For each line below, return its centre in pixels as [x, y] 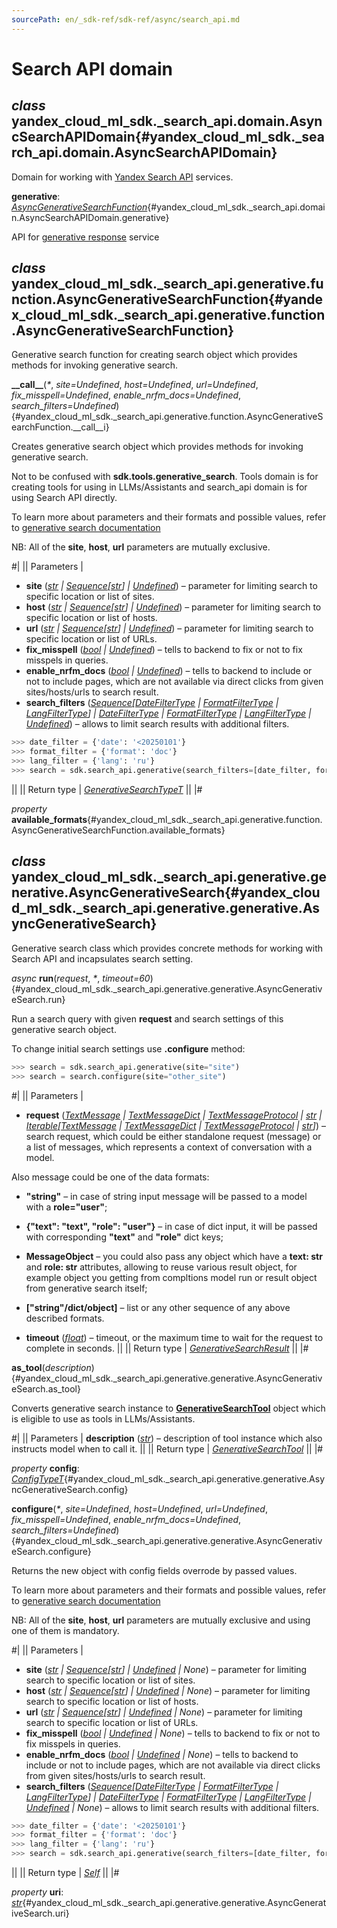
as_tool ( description [51, 1367]
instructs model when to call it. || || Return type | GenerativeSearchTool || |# [167, 1448]
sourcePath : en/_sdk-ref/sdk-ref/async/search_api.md [126, 19]
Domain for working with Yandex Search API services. [122, 177]
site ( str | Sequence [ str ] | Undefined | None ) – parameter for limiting [166, 1669]
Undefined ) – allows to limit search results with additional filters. [157, 724]
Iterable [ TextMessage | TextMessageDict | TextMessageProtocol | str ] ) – [175, 1125]
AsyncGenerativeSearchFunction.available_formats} [118, 830]
